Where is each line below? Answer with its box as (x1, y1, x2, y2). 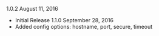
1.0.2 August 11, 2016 (6, 5, 59, 12)
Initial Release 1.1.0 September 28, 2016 (15, 17, 114, 23)
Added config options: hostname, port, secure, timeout (15, 23, 153, 30)
